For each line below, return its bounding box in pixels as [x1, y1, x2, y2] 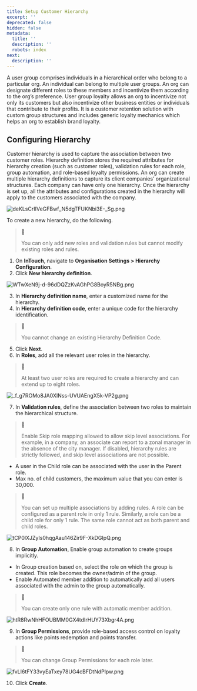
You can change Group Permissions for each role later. [21, 657, 154, 664]
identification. [15, 311, 49, 318]
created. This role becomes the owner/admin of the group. [15, 570, 158, 577]
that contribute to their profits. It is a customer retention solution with [6, 105, 173, 112]
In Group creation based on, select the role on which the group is [15, 563, 173, 570]
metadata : [6, 31, 31, 36]
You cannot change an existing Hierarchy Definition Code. [21, 334, 162, 341]
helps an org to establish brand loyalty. [6, 118, 101, 125]
